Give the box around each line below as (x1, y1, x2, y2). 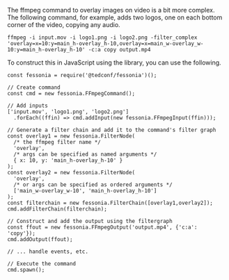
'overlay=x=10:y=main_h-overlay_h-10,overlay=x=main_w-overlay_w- (7, 40, 204, 47)
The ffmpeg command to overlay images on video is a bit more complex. (7, 6, 215, 14)
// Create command (7, 84, 61, 91)
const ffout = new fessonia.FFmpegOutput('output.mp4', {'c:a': (7, 224, 198, 231)
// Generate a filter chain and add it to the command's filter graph (7, 126, 216, 133)
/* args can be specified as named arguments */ (13, 151, 157, 158)
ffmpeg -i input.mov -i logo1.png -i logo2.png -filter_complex (7, 34, 198, 41)
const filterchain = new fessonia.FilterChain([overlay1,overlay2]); (7, 199, 214, 206)
